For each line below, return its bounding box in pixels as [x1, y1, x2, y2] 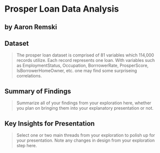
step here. [16, 143, 37, 149]
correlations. [16, 73, 42, 79]
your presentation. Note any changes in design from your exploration [16, 137, 155, 143]
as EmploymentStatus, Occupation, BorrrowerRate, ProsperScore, [16, 62, 149, 69]
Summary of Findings [4, 87, 71, 96]
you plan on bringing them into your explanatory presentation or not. [16, 105, 154, 111]
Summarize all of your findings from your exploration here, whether [16, 100, 152, 106]
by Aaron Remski [4, 23, 57, 31]
